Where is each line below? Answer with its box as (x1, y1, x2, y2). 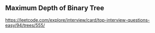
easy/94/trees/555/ (5, 22, 45, 28)
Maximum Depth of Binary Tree (5, 4, 104, 12)
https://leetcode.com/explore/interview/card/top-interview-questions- (5, 17, 150, 23)
